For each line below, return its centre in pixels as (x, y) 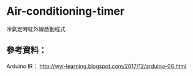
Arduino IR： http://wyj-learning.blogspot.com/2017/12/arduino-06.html (96, 66)
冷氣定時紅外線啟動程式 (36, 29)
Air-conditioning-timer (66, 11)
